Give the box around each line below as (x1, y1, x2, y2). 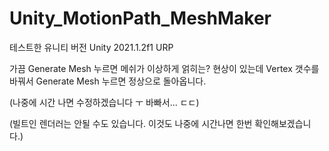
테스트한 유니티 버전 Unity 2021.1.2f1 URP (9, 41, 174, 53)
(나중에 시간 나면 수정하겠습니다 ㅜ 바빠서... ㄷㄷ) (9, 96, 200, 108)
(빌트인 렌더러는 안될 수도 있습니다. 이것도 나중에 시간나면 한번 (9, 117, 253, 129)
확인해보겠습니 (254, 117, 312, 129)
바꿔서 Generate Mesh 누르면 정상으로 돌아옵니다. (9, 75, 207, 87)
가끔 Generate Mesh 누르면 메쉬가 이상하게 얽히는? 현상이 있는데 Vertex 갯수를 (9, 62, 320, 74)
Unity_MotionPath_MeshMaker (9, 7, 272, 30)
